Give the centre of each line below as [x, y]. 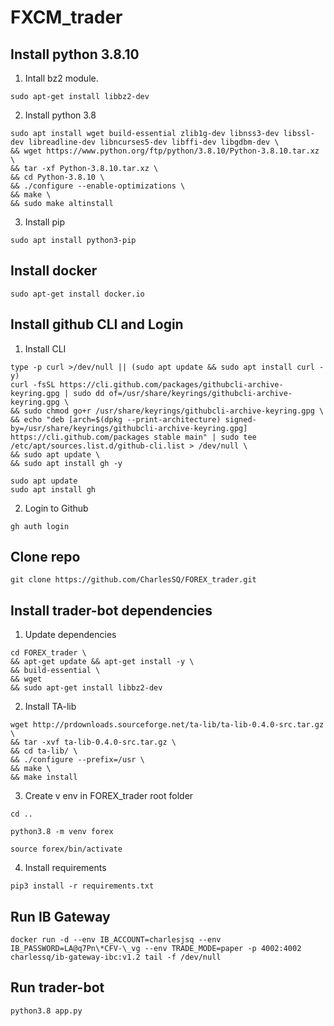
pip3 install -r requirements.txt [82, 886]
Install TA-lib [50, 707]
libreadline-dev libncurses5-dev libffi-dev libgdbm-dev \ [154, 142]
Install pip [44, 222]
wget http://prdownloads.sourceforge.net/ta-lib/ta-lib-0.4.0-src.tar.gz [167, 725]
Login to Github [56, 508]
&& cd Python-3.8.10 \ [57, 177]
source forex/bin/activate [66, 849]
